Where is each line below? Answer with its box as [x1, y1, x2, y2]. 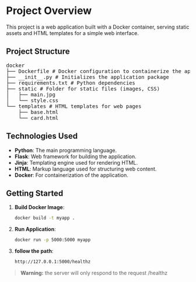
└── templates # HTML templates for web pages [6, 103, 142, 109]
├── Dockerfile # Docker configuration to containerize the [6, 68, 182, 74]
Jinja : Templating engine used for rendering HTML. [14, 159, 138, 166]
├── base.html [18, 109, 59, 115]
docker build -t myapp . [14, 215, 75, 221]
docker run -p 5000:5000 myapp [14, 237, 91, 243]
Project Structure [6, 47, 70, 57]
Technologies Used [6, 131, 78, 141]
